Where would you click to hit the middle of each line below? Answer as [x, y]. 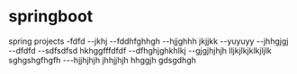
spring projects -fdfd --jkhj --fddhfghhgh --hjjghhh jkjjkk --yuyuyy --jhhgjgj [148, 41]
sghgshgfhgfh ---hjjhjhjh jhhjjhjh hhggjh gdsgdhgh [103, 60]
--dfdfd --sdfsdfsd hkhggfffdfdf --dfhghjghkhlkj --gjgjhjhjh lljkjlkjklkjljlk [140, 50]
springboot [51, 16]
